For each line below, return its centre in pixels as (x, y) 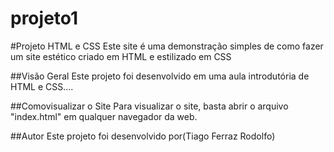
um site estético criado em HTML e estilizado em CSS (121, 56)
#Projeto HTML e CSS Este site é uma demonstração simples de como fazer (167, 46)
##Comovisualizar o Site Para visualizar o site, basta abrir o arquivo (149, 106)
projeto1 (44, 18)
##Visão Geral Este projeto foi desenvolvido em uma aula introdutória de (160, 76)
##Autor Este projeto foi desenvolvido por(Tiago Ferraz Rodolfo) (143, 136)
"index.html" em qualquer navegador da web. (104, 116)
